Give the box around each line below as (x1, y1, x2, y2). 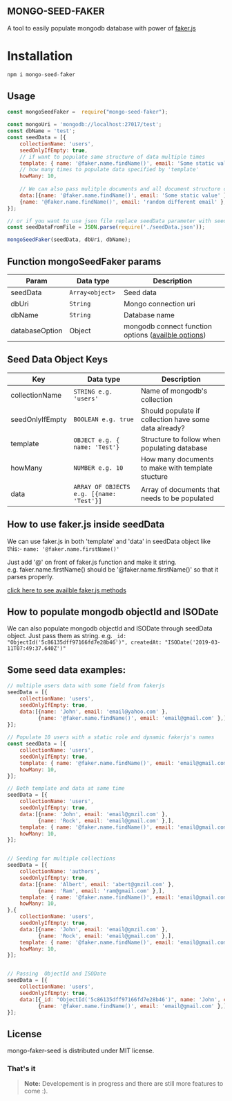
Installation (7, 49, 73, 64)
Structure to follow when (140, 434, 221, 444)
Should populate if (140, 405, 200, 415)
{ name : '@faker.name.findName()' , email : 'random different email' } (19, 198, 224, 205)
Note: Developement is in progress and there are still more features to (23, 1080, 224, 1088)
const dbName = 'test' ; (7, 127, 76, 134)
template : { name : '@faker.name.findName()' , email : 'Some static (19, 159, 215, 167)
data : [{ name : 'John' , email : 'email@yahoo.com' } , (19, 708, 168, 715)
